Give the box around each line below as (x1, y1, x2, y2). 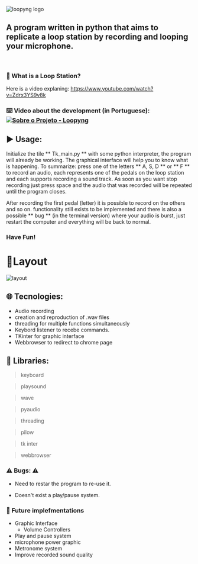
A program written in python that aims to (6, 22, 158, 33)
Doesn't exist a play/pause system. (14, 491, 100, 498)
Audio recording (14, 307, 54, 314)
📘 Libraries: (6, 356, 49, 366)
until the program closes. (6, 188, 67, 195)
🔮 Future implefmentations (6, 506, 85, 514)
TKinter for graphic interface (14, 332, 85, 340)
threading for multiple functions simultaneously (14, 320, 130, 327)
